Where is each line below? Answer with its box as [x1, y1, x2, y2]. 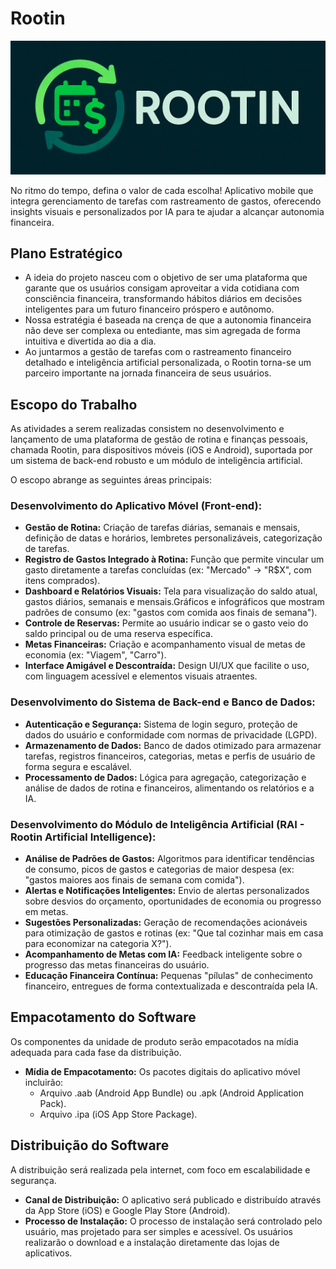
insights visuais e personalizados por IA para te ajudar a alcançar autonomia [10, 205, 325, 217]
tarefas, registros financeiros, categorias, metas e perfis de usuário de [24, 750, 316, 762]
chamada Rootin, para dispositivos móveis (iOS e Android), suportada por [10, 444, 313, 456]
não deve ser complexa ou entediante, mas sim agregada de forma [24, 325, 301, 337]
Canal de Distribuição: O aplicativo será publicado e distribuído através [24, 1193, 322, 1206]
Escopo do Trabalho [10, 396, 138, 413]
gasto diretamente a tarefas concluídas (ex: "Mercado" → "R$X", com [24, 564, 312, 576]
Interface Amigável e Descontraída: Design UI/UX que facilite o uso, [24, 660, 310, 672]
